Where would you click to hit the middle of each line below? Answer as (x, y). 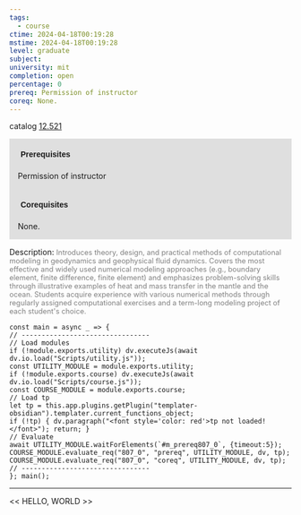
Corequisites (45, 205)
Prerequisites (46, 154)
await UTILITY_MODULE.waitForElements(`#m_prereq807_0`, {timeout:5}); (146, 445)
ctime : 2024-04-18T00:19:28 (62, 34)
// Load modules (39, 343)
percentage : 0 (36, 84)
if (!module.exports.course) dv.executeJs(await (102, 374)
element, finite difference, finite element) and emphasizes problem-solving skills (145, 278)
